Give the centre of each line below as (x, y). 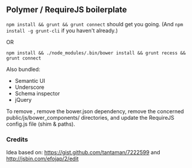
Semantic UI (30, 80)
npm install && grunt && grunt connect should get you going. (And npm (95, 24)
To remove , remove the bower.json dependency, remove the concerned (95, 111)
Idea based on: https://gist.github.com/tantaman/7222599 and (83, 153)
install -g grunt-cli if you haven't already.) (62, 30)
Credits (17, 139)
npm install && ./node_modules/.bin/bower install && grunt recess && (96, 53)
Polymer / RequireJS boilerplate (67, 10)
